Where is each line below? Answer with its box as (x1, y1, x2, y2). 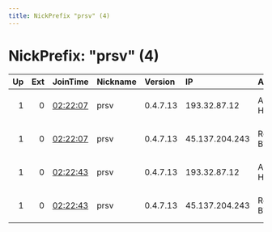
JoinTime (52, 76, 89, 87)
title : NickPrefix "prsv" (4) (8, 11, 111, 20)
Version (144, 76, 176, 87)
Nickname (96, 76, 137, 87)
